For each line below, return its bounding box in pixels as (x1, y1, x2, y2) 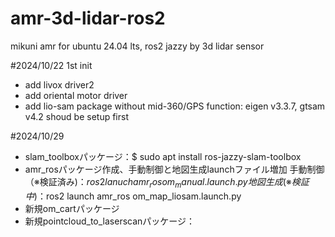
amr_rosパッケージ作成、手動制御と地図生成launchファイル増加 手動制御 (24, 163, 325, 175)
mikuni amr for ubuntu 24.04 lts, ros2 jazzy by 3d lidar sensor (10, 40, 265, 52)
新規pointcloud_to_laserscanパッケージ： (24, 215, 196, 227)
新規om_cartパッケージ (24, 202, 120, 214)
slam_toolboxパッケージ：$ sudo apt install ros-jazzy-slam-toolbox (24, 150, 302, 162)
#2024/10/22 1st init (10, 59, 93, 71)
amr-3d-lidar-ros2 (10, 7, 166, 30)
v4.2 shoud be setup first (24, 110, 130, 122)
